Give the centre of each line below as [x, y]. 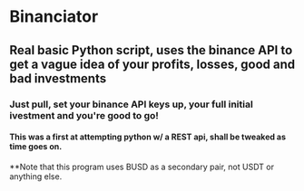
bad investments [58, 78]
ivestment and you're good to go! [84, 115]
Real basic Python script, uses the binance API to [151, 50]
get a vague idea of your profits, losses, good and [152, 64]
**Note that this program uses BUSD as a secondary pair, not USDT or [142, 167]
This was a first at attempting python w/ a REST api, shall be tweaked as [148, 137]
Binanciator [54, 17]
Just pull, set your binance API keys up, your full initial [132, 104]
